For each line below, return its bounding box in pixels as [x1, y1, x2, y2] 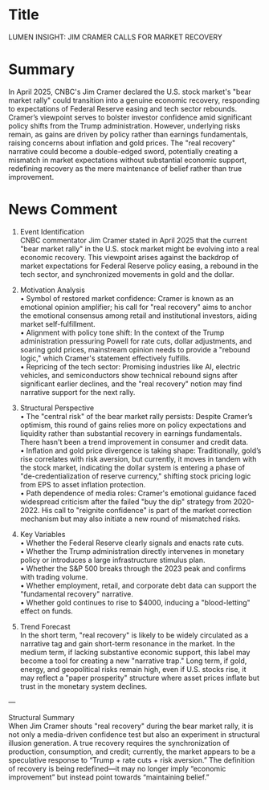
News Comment [8, 201, 118, 218]
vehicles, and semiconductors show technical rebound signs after [19, 370, 238, 380]
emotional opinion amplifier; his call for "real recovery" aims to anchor [19, 302, 252, 312]
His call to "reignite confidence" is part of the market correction [41, 505, 252, 515]
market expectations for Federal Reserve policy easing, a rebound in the [19, 261, 259, 271]
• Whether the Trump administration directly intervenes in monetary [19, 546, 245, 556]
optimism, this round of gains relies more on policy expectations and [19, 420, 247, 430]
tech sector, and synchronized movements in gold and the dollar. [19, 269, 234, 279]
